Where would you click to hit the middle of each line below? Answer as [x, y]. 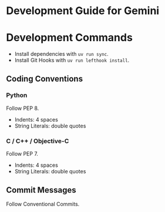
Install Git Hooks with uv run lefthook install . [72, 60]
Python [17, 95]
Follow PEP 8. [23, 108]
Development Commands [70, 38]
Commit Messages [41, 190]
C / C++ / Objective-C [38, 141]
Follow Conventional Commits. [43, 204]
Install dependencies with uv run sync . [61, 54]
